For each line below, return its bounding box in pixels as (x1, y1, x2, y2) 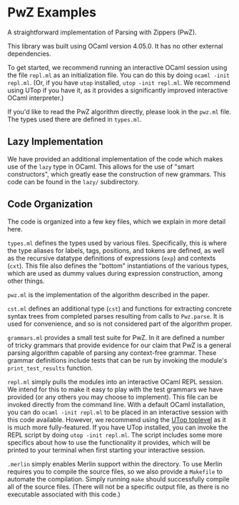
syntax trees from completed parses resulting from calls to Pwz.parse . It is (7, 311, 224, 320)
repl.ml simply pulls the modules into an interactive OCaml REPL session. (7, 377, 223, 386)
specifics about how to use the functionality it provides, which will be (7, 438, 210, 446)
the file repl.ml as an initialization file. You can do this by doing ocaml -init (7, 71, 230, 79)
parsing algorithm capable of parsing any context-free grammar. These (7, 348, 217, 357)
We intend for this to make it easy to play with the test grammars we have (7, 385, 223, 394)
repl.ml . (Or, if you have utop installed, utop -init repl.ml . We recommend (7, 78, 230, 86)
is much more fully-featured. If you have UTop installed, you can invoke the (7, 423, 228, 431)
